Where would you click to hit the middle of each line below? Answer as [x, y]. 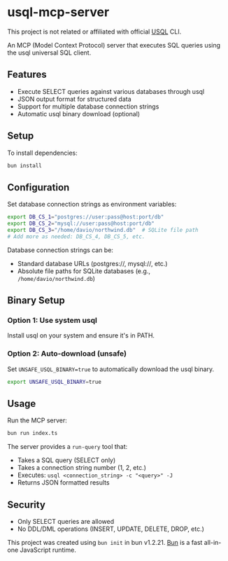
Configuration [38, 187]
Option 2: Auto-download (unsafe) [67, 354]
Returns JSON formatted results [63, 483]
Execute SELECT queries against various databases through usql [111, 91]
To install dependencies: [43, 153]
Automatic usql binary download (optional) [79, 113]
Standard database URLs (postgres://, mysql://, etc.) [92, 263]
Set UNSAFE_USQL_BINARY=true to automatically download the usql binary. [111, 369]
